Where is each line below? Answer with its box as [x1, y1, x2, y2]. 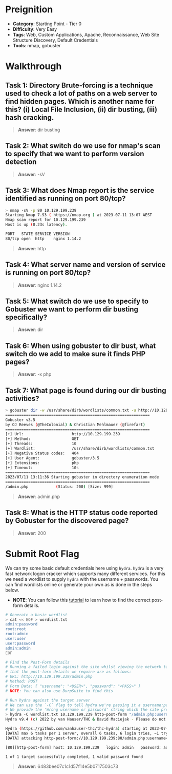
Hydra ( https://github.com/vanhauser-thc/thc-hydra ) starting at [5, 726, 147, 731]
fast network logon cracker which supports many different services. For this [5, 570, 165, 577]
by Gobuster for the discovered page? [5, 517, 129, 525]
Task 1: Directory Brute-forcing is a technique [5, 81, 154, 89]
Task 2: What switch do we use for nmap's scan [5, 141, 161, 150]
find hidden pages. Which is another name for [5, 97, 155, 106]
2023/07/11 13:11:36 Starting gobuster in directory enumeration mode [5, 474, 159, 480]
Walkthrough [5, 61, 62, 72]
